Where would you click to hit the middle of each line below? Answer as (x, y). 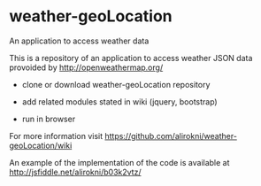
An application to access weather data (79, 41)
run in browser (49, 119)
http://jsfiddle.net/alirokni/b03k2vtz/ (75, 172)
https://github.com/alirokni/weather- (171, 136)
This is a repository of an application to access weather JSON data (131, 58)
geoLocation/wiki (41, 145)
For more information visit (56, 136)
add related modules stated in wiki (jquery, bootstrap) (120, 101)
